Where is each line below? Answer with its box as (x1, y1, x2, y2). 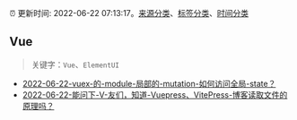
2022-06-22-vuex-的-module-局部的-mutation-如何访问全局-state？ (22, 78, 276, 89)
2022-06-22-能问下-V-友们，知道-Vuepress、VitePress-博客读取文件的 (22, 89, 288, 100)
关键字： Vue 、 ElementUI (31, 59, 119, 70)
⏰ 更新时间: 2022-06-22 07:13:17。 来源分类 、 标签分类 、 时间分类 (9, 8, 249, 18)
